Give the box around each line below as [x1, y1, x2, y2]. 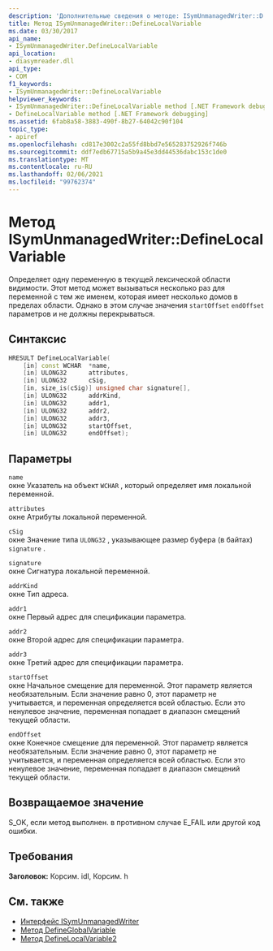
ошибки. [8, 826, 38, 836]
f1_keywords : [8, 80, 53, 88]
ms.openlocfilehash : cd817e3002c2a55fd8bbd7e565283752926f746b [8, 140, 227, 149]
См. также [8, 895, 65, 909]
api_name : [8, 34, 42, 43]
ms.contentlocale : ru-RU [8, 163, 93, 171]
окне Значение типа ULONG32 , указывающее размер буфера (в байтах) [8, 535, 253, 545]
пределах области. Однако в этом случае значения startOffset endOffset [8, 300, 265, 309]
